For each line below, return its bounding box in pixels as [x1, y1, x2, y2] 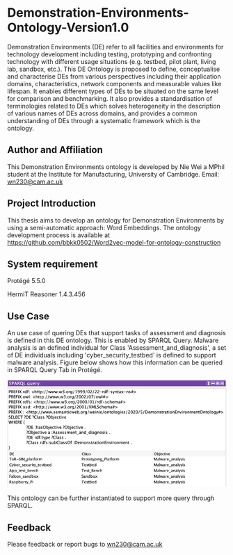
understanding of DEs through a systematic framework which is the [7, 116, 200, 124]
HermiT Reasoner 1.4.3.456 [7, 290, 86, 298]
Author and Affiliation [7, 144, 103, 156]
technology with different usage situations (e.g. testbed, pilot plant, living [7, 57, 216, 65]
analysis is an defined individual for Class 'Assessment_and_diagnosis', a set [7, 344, 227, 352]
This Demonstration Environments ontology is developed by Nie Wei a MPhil [7, 162, 225, 171]
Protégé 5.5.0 [7, 277, 46, 285]
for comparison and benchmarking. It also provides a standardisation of [7, 94, 213, 102]
